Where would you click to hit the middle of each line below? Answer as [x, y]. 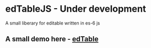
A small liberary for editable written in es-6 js [53, 23]
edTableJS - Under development [76, 9]
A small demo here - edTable [52, 39]
